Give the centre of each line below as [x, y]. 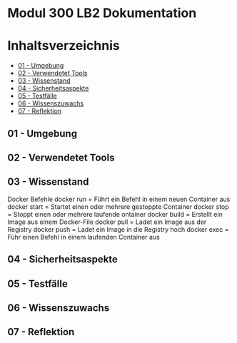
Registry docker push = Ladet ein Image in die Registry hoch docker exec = [118, 229]
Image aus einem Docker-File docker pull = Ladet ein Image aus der [107, 222]
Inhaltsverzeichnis [64, 46]
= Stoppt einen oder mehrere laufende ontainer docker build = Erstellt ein [115, 214]
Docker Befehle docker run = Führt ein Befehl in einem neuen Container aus [119, 199]
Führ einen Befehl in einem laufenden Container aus [84, 237]
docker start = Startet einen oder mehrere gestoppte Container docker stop [118, 206]
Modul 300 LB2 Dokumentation [102, 13]
